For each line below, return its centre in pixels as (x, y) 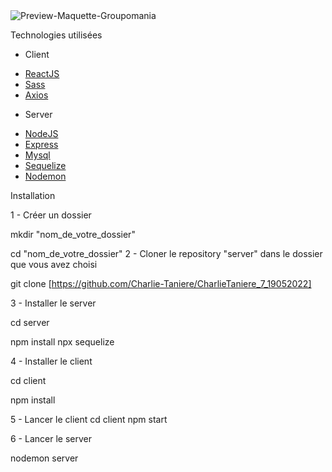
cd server (30, 322)
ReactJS (42, 73)
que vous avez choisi (54, 264)
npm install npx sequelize (62, 342)
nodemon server (44, 458)
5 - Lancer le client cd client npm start (89, 419)
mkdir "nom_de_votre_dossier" (73, 234)
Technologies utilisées (56, 35)
